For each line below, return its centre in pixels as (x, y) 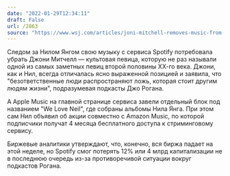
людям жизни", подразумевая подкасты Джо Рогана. (86, 88)
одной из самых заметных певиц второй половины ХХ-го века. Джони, (111, 66)
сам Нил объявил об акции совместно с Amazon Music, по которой (106, 116)
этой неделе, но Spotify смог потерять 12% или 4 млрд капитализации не (115, 151)
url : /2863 (23, 26)
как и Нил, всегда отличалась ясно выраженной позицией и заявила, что (114, 74)
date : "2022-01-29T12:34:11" (49, 13)
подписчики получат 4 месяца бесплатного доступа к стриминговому (110, 123)
